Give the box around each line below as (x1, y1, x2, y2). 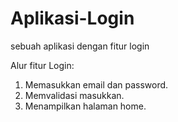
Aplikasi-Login (10, 7, 135, 30)
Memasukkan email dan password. (24, 78, 169, 91)
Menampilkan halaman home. (24, 100, 147, 112)
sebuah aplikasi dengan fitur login (10, 40, 150, 52)
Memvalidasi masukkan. (24, 89, 125, 101)
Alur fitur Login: (10, 59, 75, 71)
